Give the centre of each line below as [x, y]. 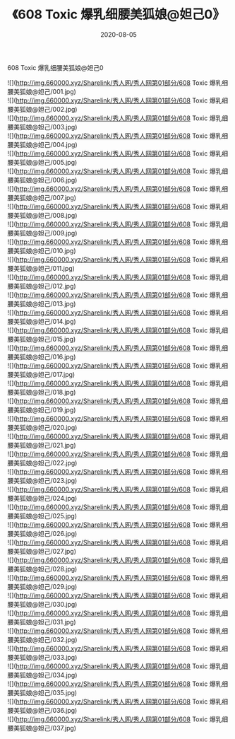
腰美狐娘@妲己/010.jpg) [42, 250]
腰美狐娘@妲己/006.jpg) [42, 180]
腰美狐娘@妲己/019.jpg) [42, 409]
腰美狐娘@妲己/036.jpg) [42, 710]
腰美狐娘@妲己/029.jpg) [42, 586]
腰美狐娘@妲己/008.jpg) [42, 215]
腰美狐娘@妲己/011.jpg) [41, 268]
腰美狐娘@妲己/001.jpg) [42, 91]
